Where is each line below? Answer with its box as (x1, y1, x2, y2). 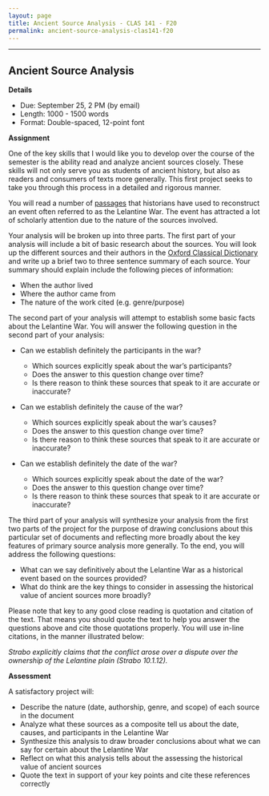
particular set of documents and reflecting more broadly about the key (8, 532, 240, 542)
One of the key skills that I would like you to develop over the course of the (8, 149, 255, 159)
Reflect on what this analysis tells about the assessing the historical (19, 754, 243, 763)
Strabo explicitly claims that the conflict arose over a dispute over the (8, 647, 239, 657)
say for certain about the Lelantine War (19, 745, 149, 754)
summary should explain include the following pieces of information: (8, 265, 234, 275)
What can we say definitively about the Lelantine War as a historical (19, 565, 243, 575)
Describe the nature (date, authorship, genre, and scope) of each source (19, 702, 260, 712)
